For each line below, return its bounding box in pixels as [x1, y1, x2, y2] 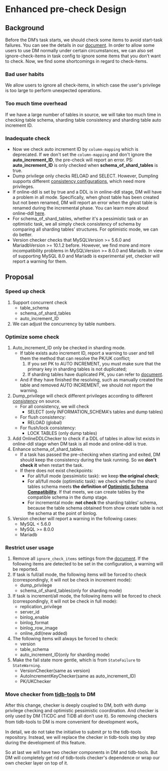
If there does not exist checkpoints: [20, 467, 93, 473]
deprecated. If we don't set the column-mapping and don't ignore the [12, 151, 152, 157]
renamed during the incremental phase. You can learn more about [12, 205, 149, 211]
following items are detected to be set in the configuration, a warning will [12, 561, 163, 567]
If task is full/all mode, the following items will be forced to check [12, 571, 147, 577]
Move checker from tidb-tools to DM [5, 691, 96, 698]
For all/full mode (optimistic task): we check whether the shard [27, 478, 157, 484]
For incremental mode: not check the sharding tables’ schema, [27, 499, 157, 506]
